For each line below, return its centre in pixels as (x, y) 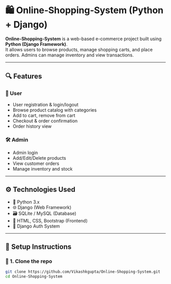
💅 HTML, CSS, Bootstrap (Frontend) (50, 220)
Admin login (25, 152)
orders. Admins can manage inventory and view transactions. (69, 55)
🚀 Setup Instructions (38, 247)
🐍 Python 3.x (26, 202)
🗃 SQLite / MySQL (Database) (44, 213)
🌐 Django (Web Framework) (42, 207)
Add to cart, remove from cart (44, 115)
